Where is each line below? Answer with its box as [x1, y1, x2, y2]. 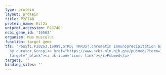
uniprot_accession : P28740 [5, 26, 61, 31]
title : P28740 [5, 16, 35, 21]
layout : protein [5, 12, 39, 17]
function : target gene [5, 39, 52, 44]
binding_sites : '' [5, 62, 43, 67]
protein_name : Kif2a [5, 21, 48, 26]
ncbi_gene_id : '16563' [5, 30, 52, 35]
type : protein [5, 7, 35, 12]
